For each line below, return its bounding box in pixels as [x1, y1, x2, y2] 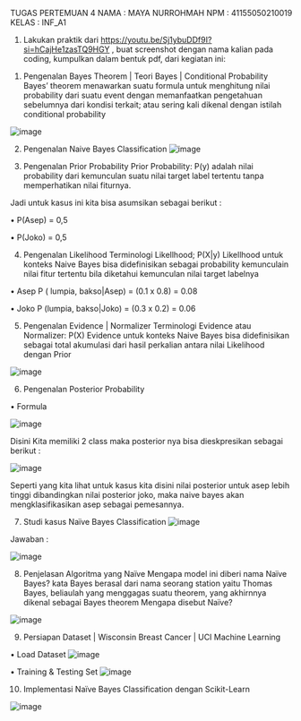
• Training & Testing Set [10, 666, 98, 677]
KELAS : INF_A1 [10, 17, 66, 28]
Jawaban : [10, 534, 48, 545]
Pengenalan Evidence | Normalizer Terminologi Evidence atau [22, 321, 252, 330]
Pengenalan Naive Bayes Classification [22, 143, 168, 154]
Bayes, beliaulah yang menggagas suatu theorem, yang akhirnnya [22, 588, 267, 598]
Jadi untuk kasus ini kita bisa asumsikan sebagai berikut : [10, 197, 222, 208]
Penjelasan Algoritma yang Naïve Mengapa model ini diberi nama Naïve [22, 569, 288, 579]
